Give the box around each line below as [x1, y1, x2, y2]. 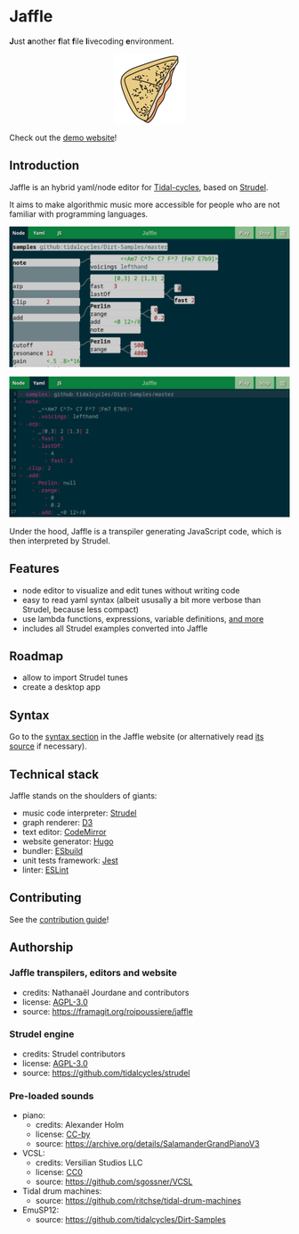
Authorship [9, 940, 74, 956]
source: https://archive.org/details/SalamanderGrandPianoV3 [35, 1139, 260, 1149]
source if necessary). [9, 741, 87, 751]
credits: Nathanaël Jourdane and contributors [21, 987, 190, 998]
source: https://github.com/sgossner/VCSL [35, 1176, 193, 1188]
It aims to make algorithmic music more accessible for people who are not [9, 199, 280, 210]
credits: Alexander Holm [35, 1120, 125, 1130]
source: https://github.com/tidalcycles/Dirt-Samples [35, 1214, 227, 1225]
